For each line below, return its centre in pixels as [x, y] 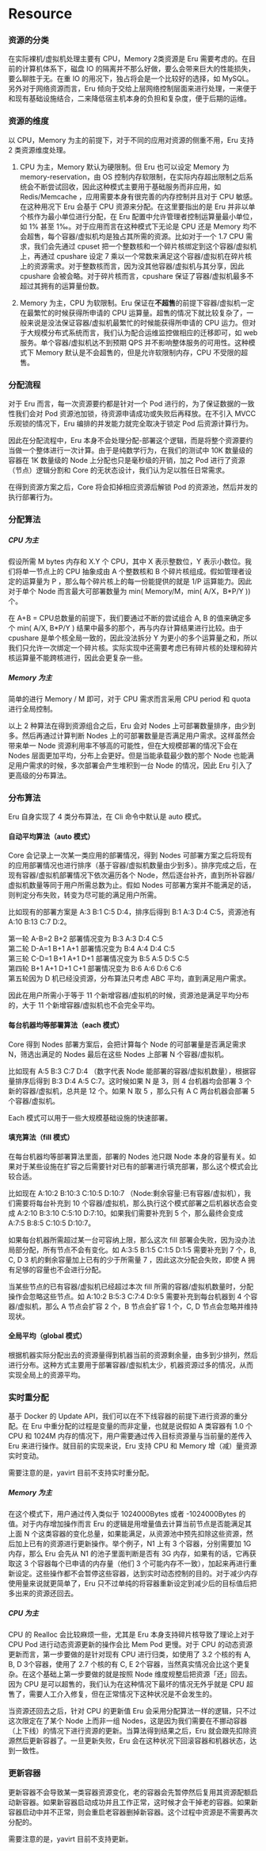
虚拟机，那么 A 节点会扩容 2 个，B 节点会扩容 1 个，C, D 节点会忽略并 [131, 1306]
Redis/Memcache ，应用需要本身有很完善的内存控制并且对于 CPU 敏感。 [138, 196]
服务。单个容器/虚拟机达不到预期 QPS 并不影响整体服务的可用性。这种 [134, 342]
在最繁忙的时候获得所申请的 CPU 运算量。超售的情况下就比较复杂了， [133, 312]
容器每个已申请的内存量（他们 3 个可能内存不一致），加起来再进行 [144, 1564]
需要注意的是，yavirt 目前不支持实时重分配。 [81, 1473]
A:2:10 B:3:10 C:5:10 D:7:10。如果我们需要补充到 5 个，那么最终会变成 [130, 1213]
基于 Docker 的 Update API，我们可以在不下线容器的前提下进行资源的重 [125, 1416]
